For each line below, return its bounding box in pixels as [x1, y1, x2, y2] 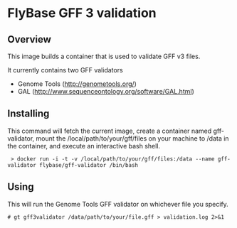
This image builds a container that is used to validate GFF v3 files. [7, 52, 201, 60]
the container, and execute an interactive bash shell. [7, 141, 161, 150]
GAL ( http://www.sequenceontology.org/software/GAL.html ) [17, 87, 194, 95]
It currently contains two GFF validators [7, 66, 123, 74]
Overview [7, 33, 52, 45]
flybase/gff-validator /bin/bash [38, 161, 139, 168]
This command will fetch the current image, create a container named [7, 126, 212, 135]
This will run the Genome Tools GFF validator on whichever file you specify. [7, 200, 229, 208]
